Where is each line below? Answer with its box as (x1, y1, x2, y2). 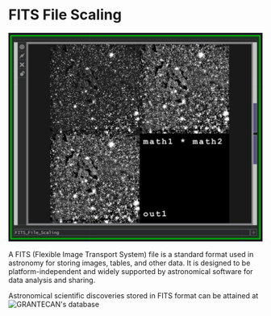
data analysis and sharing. (8, 275, 96, 285)
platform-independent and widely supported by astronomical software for (8, 266, 253, 276)
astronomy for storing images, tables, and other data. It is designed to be (8, 258, 251, 268)
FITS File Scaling (8, 6, 123, 24)
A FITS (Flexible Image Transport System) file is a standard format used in (8, 249, 254, 259)
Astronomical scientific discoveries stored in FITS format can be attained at (8, 290, 259, 300)
